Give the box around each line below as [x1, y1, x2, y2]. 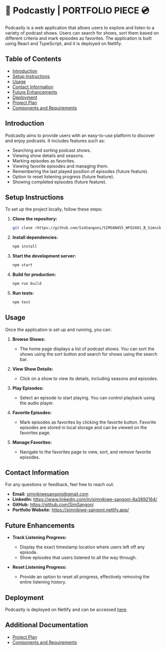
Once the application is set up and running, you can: [5, 326, 112, 332]
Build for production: [12, 271, 56, 277]
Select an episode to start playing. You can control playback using [19, 394, 155, 400]
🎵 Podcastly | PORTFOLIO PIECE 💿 [5, 5, 150, 16]
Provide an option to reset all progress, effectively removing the [19, 574, 150, 580]
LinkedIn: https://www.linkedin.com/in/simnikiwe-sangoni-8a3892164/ [12, 496, 158, 502]
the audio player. [19, 400, 54, 406]
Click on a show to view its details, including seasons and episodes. [19, 376, 159, 381]
